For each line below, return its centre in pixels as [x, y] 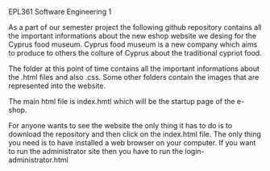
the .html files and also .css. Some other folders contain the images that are [134, 77]
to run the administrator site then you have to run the [96, 151]
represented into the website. [57, 85]
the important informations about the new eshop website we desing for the [132, 36]
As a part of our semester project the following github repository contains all [135, 27]
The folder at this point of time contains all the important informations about [134, 69]
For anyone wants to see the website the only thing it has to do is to [120, 125]
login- [195, 151]
